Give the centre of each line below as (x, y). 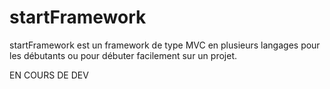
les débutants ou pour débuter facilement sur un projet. (123, 55)
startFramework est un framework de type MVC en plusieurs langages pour (165, 45)
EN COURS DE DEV (49, 75)
